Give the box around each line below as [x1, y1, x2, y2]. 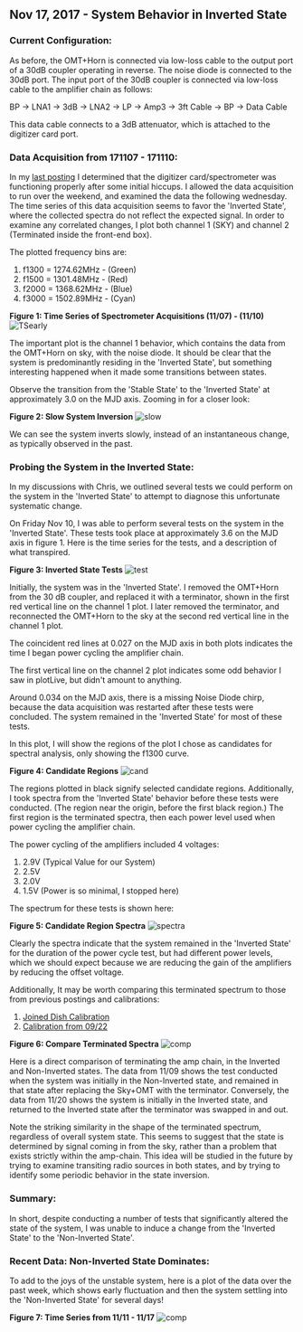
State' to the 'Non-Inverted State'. [9, 1232, 135, 1242]
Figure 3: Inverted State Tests [9, 564, 124, 575]
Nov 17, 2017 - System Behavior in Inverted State [9, 7, 288, 23]
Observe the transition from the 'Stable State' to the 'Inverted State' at [9, 383, 270, 394]
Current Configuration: [9, 34, 113, 47]
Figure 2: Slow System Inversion [9, 411, 134, 421]
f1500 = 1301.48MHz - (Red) [22, 273, 128, 284]
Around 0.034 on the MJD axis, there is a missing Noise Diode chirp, [9, 692, 265, 704]
